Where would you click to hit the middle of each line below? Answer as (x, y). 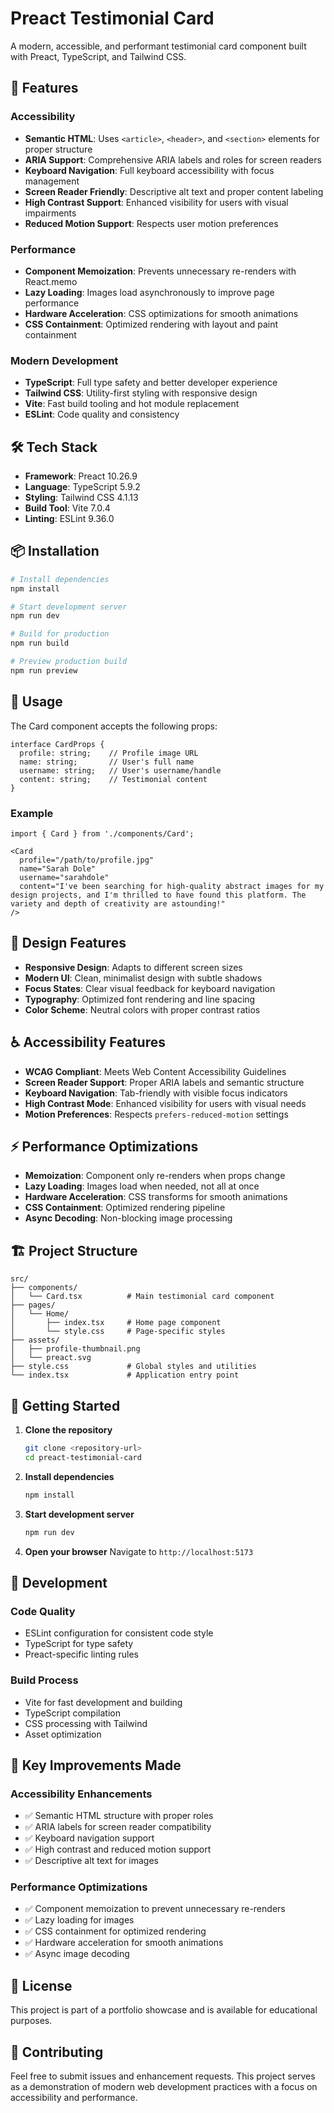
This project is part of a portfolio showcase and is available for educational (164, 2010)
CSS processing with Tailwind (86, 1723)
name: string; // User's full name (107, 762)
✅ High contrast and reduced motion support (118, 1849)
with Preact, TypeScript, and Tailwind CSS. (98, 56)
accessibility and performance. (74, 2098)
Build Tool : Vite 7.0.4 (67, 508)
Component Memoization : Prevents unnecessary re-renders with (160, 271)
